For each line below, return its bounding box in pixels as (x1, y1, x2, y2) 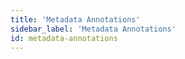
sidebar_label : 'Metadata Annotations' (10, 24, 177, 34)
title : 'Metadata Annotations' (10, 14, 141, 25)
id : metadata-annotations (10, 33, 118, 43)
